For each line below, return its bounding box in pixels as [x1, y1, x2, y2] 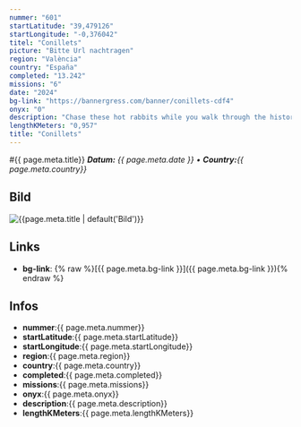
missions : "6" [9, 80, 63, 89]
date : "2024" [9, 88, 58, 97]
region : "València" [9, 55, 82, 64]
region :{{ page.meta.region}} [21, 351, 131, 362]
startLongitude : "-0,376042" [9, 30, 118, 38]
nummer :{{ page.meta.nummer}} [21, 322, 145, 333]
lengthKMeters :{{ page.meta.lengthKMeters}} [21, 408, 194, 419]
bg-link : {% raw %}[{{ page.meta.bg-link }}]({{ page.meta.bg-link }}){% [21, 263, 288, 274]
